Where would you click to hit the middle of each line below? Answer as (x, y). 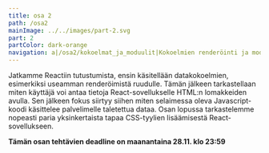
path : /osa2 (28, 23)
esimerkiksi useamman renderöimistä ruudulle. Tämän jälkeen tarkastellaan (132, 84)
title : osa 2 (30, 16)
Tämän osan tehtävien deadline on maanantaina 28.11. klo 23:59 (117, 141)
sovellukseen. (31, 126)
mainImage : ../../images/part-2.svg (69, 30)
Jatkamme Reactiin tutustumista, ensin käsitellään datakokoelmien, (118, 75)
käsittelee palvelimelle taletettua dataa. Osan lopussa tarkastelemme (141, 109)
